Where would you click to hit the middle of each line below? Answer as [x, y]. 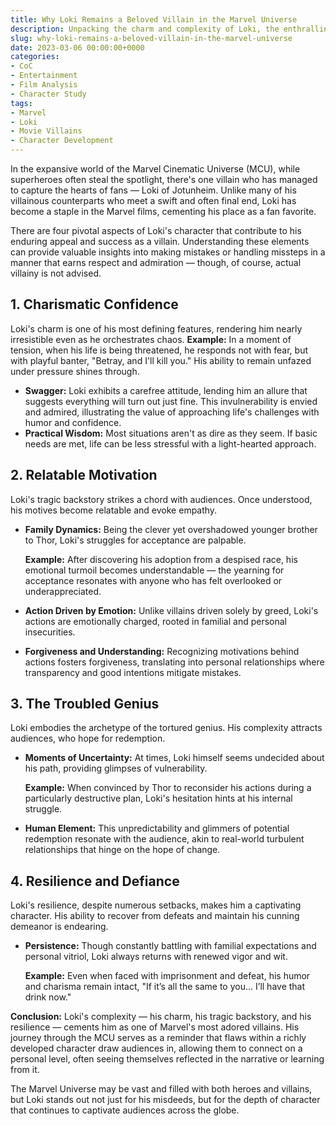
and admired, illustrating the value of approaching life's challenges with [172, 412]
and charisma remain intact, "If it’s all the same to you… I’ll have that [165, 987]
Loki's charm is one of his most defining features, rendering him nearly [156, 328]
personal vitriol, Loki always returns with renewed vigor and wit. [156, 957]
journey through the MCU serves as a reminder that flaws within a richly [158, 1038]
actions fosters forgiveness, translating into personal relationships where [174, 662]
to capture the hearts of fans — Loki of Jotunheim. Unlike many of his [153, 190]
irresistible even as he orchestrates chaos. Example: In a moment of [151, 339]
